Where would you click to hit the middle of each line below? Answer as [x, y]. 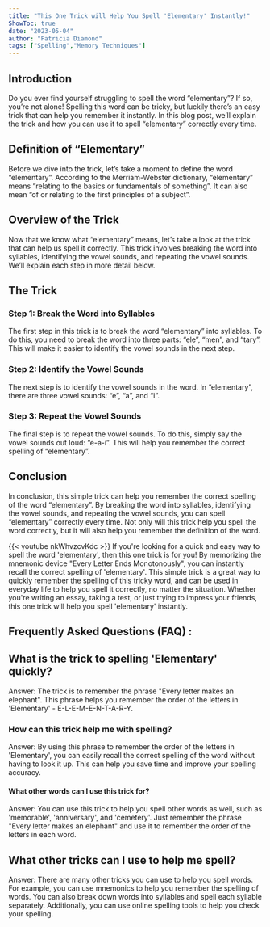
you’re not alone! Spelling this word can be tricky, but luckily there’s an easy [134, 107]
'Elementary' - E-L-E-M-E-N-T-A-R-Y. [71, 708]
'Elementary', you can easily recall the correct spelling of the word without [132, 756]
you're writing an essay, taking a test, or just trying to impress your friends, [133, 597]
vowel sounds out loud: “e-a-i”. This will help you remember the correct [127, 442]
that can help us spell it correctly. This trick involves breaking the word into [133, 248]
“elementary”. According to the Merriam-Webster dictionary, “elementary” [131, 177]
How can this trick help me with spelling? [90, 729]
